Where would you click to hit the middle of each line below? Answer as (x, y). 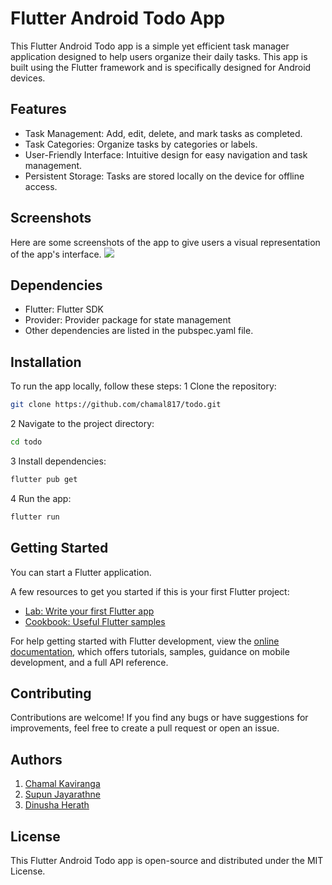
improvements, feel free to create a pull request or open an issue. (145, 728)
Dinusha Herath (57, 805)
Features (38, 109)
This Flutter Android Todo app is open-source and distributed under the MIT (167, 860)
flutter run (35, 517)
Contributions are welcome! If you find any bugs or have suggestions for (159, 718)
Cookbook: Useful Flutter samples (95, 621)
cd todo (26, 442)
